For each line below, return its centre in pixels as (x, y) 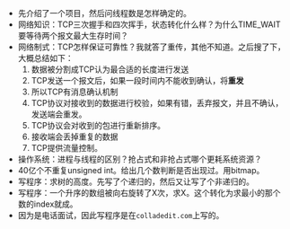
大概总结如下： (45, 58)
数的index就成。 (48, 204)
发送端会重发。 (59, 114)
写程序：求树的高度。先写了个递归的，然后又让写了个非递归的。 (136, 181)
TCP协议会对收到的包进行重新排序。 (98, 125)
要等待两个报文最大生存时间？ (73, 35)
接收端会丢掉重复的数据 (75, 137)
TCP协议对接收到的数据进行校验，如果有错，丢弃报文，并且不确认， (157, 103)
